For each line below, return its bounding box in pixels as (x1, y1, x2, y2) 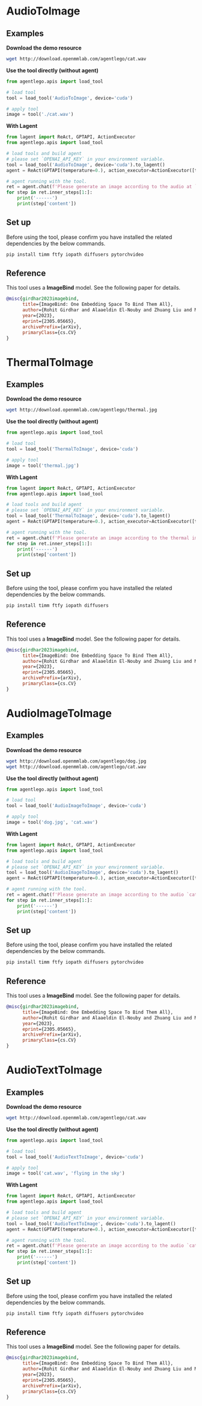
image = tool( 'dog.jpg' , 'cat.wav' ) (6, 819, 98, 825)
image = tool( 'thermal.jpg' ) (6, 463, 79, 469)
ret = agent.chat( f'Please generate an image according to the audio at (6, 184, 192, 190)
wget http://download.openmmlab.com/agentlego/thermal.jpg (6, 407, 158, 413)
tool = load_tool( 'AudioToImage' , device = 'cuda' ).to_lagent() (6, 162, 165, 168)
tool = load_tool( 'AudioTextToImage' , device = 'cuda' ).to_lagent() (6, 1220, 176, 1227)
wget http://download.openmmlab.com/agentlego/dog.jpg (6, 758, 147, 764)
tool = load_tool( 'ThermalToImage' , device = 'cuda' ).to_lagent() (6, 513, 171, 519)
